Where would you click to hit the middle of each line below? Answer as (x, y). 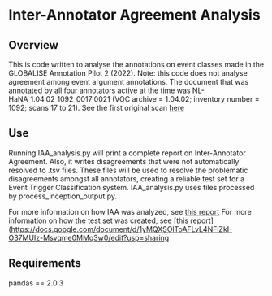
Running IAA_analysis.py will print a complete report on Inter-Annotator (127, 153)
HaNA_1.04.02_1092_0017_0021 (60, 99)
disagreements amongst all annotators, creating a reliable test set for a (127, 178)
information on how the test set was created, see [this (99, 220)
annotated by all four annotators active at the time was (99, 90)
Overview (34, 45)
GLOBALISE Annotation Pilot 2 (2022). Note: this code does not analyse (128, 73)
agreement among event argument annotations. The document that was (129, 82)
